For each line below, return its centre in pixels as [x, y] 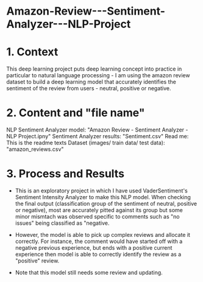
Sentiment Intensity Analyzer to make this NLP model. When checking [103, 197]
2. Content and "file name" [76, 113]
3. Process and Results [66, 174]
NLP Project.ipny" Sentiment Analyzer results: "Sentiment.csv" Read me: [98, 136]
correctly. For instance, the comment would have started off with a [99, 241]
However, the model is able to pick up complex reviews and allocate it [103, 235]
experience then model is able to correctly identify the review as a [98, 254]
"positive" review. [37, 261]
